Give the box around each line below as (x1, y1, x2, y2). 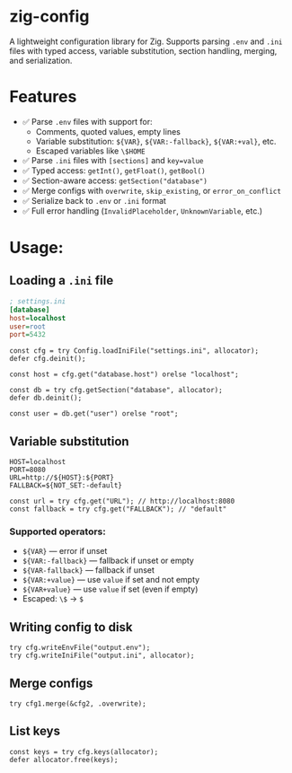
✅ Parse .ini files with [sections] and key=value (22, 154, 204, 165)
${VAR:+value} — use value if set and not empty (22, 575, 200, 585)
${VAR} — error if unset (22, 546, 108, 557)
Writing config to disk (9, 619, 133, 635)
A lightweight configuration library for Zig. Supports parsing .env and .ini (9, 36, 283, 47)
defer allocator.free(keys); (9, 755, 119, 764)
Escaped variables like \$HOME (35, 145, 146, 156)
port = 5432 (9, 330, 47, 339)
